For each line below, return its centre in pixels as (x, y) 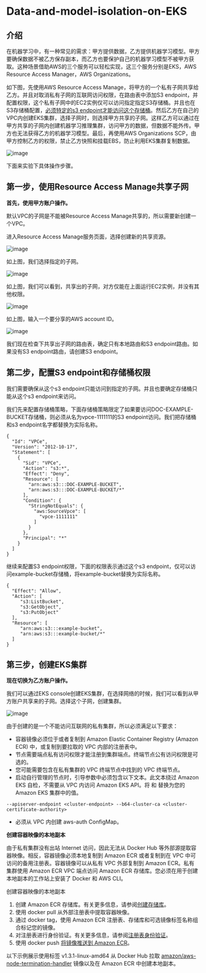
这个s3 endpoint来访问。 (48, 396)
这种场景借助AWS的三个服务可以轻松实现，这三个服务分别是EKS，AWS (107, 66)
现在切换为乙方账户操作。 (39, 681)
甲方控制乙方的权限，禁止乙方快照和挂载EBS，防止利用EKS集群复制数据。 (100, 141)
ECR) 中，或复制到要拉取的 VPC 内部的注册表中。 (78, 747)
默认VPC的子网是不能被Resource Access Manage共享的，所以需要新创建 (99, 216)
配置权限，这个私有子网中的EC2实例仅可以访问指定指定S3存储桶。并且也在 (101, 103)
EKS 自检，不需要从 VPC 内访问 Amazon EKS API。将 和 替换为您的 (100, 785)
